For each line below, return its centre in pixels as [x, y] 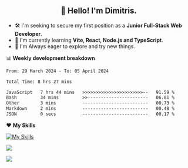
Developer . [28, 33]
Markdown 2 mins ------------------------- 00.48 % [90, 109]
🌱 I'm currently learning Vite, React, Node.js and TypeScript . [89, 40]
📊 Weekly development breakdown [51, 58]
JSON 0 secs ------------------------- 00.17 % [90, 114]
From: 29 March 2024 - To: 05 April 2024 [58, 71]
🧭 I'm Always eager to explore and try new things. [75, 46]
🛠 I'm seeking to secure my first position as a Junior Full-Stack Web [98, 25]
